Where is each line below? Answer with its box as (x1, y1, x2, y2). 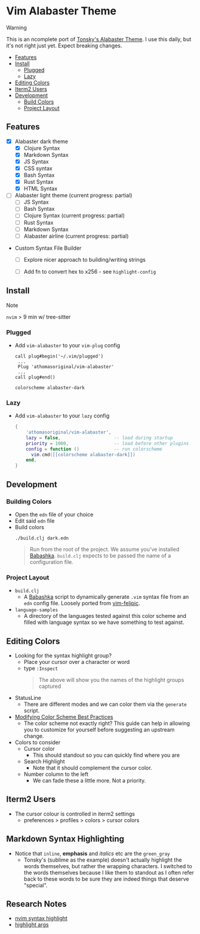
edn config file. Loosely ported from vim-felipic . (23, 600, 140, 607)
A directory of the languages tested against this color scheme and (23, 612, 187, 620)
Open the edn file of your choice (14, 511, 94, 518)
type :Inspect (23, 665, 59, 672)
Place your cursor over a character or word (23, 659, 130, 666)
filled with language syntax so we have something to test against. (23, 618, 184, 626)
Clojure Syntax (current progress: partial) (23, 212, 125, 219)
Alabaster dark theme (14, 138, 69, 145)
